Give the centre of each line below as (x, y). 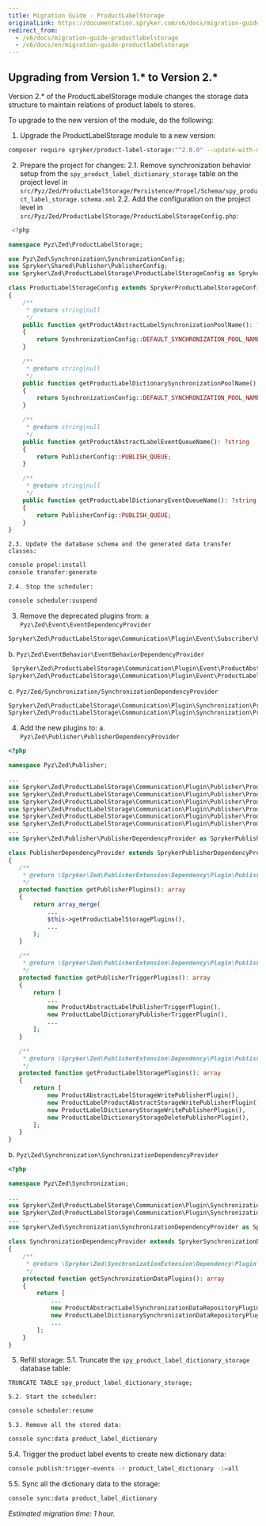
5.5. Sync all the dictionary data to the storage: (84, 1484)
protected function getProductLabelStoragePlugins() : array (120, 1073)
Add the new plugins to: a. (62, 728)
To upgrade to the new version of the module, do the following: (111, 120)
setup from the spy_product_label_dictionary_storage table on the (129, 173)
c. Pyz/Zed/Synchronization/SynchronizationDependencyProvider (114, 691)
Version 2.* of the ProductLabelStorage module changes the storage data (128, 96)
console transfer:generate (53, 573)
